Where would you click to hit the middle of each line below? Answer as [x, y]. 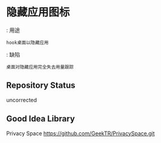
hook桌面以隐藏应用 [27, 43]
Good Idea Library [41, 119]
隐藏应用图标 [38, 12]
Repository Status [41, 86]
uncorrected [22, 100]
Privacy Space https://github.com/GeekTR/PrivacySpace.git [80, 133]
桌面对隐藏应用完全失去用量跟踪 [40, 67]
